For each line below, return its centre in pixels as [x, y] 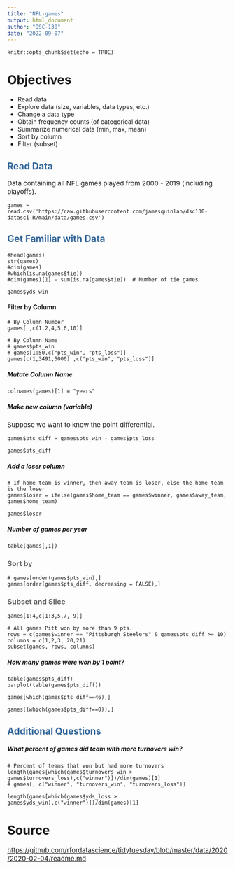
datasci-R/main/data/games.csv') [56, 218]
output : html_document [40, 20]
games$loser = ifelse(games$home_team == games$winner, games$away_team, [117, 495]
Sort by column [39, 136]
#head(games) [26, 255]
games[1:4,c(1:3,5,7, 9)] [45, 616]
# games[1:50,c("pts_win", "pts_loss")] [67, 353]
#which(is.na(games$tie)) [45, 274]
